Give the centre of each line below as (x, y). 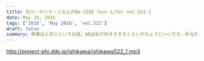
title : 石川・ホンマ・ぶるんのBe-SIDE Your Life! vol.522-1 (79, 12)
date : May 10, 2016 (31, 18)
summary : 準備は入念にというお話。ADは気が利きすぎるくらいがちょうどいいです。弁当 (100, 34)
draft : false (23, 29)
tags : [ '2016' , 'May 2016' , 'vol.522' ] (57, 23)
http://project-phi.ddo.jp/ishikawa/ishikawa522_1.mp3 (73, 51)
